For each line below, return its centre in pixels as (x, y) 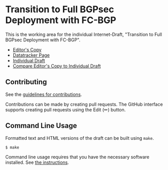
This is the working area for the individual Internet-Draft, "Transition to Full (84, 34)
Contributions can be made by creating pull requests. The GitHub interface (84, 104)
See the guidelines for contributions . (44, 94)
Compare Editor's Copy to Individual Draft (57, 66)
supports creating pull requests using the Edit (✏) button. (66, 110)
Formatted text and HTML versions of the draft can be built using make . (80, 138)
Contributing (26, 82)
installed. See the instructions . (37, 162)
